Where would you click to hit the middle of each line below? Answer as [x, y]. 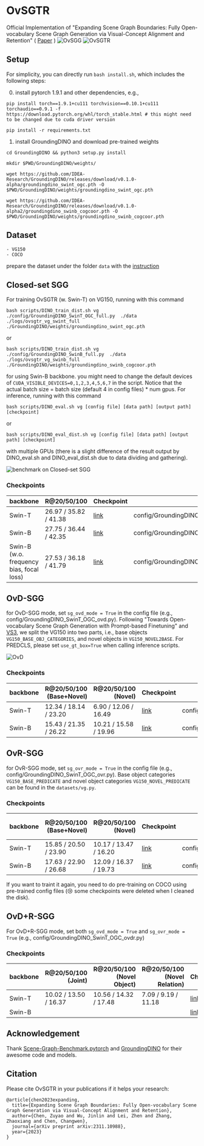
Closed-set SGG [37, 285]
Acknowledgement [43, 1034]
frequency [24, 562]
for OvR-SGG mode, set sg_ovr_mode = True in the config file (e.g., [89, 768]
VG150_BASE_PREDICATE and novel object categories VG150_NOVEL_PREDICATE [98, 781]
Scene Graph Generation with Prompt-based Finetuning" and [112, 626]
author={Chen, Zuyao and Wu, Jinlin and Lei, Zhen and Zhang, [92, 1116]
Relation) [171, 984]
